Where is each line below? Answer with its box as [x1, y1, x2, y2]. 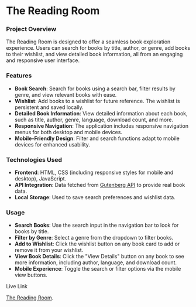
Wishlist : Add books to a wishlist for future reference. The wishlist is [14, 97, 180, 104]
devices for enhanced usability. [14, 141, 91, 148]
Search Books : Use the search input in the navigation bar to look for [14, 221, 179, 229]
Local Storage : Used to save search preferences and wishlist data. [14, 194, 176, 201]
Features [6, 71, 32, 80]
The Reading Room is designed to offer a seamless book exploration [6, 38, 171, 45]
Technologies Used [6, 155, 63, 163]
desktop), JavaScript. [14, 175, 67, 182]
